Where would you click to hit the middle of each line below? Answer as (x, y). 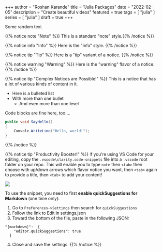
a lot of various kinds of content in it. (42, 84)
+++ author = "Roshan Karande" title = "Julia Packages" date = (68, 7)
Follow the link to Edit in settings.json (49, 213)
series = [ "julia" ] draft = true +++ (39, 17)
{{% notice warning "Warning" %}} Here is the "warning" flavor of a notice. (80, 64)
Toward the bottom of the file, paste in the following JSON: (70, 218)
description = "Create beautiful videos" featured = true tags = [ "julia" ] (84, 12)
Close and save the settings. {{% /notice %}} (57, 244)
